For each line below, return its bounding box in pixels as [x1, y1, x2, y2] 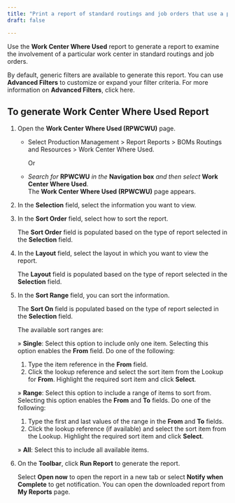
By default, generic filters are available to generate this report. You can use [7, 71, 224, 79]
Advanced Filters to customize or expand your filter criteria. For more [7, 78, 208, 86]
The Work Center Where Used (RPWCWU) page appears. [27, 187, 196, 196]
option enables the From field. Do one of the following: [17, 347, 175, 355]
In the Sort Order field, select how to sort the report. [17, 214, 169, 223]
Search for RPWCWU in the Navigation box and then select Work [27, 172, 218, 181]
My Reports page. [17, 488, 71, 496]
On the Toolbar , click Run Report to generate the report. [17, 460, 180, 468]
